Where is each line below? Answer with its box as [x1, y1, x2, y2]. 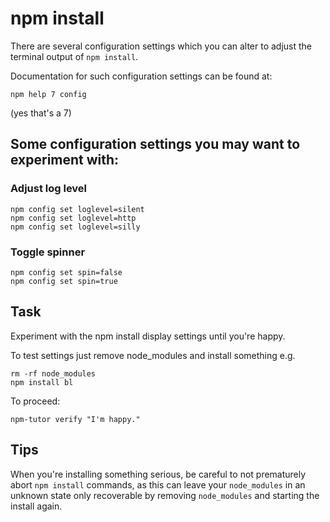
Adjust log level [10, 182, 88, 196]
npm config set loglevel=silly [10, 222, 141, 232]
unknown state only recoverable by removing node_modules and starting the [10, 489, 320, 501]
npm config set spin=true [10, 276, 118, 286]
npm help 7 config [10, 89, 87, 99]
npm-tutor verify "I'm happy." [10, 414, 141, 424]
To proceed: [10, 395, 61, 407]
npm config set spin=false [10, 267, 123, 277]
